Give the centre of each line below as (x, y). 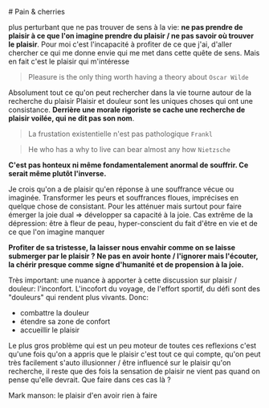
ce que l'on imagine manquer (57, 232)
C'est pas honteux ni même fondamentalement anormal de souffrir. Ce (128, 165)
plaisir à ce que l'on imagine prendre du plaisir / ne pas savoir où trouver (131, 36)
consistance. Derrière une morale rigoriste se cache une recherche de (127, 109)
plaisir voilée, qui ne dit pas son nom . (71, 118)
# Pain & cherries (37, 12)
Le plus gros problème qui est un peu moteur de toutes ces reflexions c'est (132, 346)
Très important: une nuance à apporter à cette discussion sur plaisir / (122, 280)
